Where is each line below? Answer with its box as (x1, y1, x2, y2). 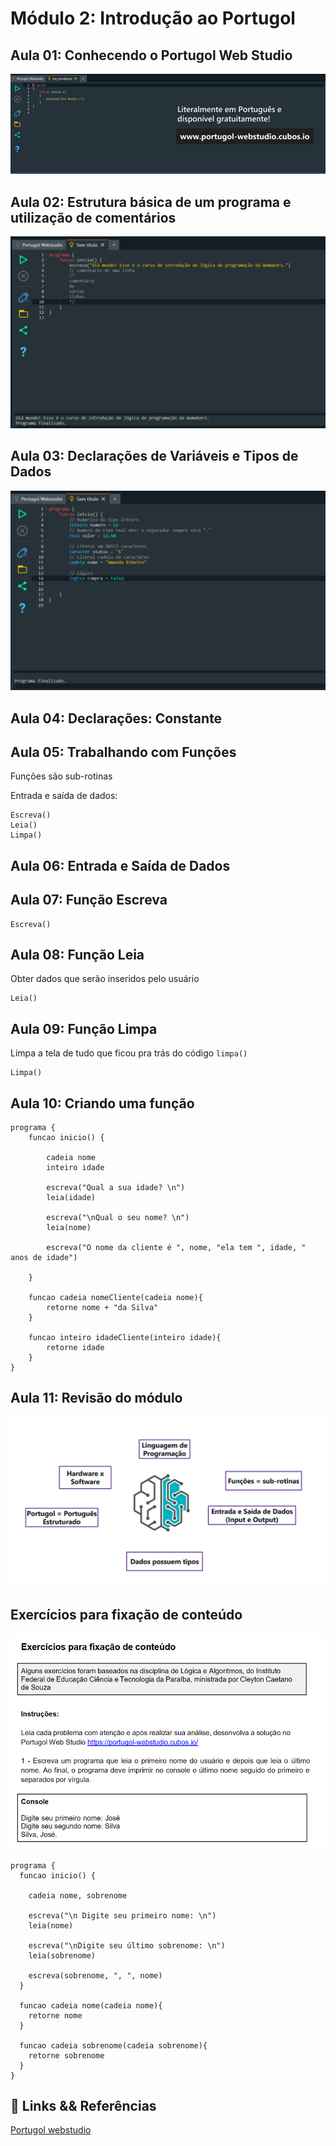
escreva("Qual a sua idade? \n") (46, 1182, 186, 1192)
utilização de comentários (10, 209, 177, 226)
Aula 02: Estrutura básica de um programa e (10, 193, 292, 211)
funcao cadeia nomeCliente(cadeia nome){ (28, 1292, 203, 1302)
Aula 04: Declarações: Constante (10, 710, 223, 727)
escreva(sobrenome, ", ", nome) (28, 1970, 163, 1981)
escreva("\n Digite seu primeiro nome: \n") (28, 1910, 217, 1921)
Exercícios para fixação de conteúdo (10, 1607, 243, 1624)
